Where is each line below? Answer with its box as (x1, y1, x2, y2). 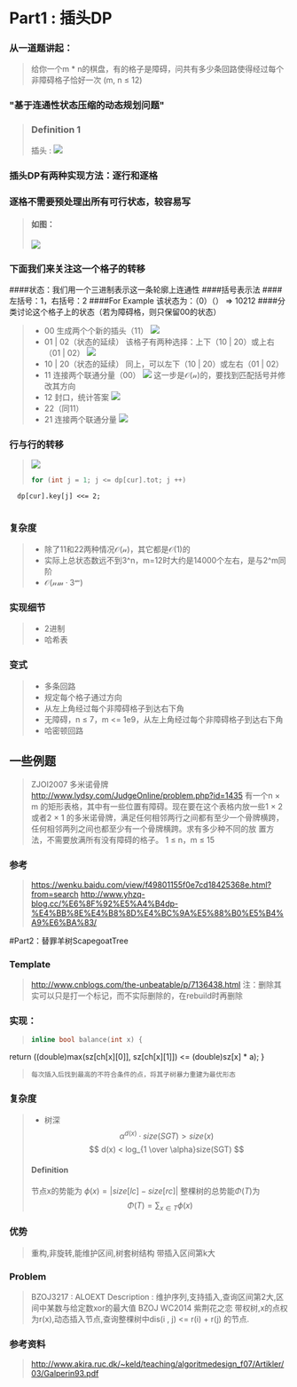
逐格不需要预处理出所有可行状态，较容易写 (9, 195, 191, 208)
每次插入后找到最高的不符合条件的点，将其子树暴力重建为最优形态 (30, 1070, 237, 1079)
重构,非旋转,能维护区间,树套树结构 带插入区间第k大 (30, 1248, 215, 1258)
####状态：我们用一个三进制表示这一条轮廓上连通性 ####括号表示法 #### (9, 285, 283, 296)
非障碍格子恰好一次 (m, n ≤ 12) (30, 75, 143, 85)
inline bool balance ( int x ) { (30, 1036, 144, 1044)
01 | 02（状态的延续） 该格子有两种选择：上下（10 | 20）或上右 (43, 336, 275, 347)
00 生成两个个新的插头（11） (43, 326, 149, 336)
